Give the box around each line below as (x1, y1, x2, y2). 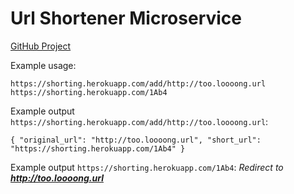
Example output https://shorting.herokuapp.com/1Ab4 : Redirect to (10, 161, 284, 173)
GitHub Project (10, 40, 72, 52)
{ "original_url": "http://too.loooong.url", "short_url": (10, 135, 262, 145)
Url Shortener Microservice (10, 7, 243, 30)
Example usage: (10, 59, 77, 71)
